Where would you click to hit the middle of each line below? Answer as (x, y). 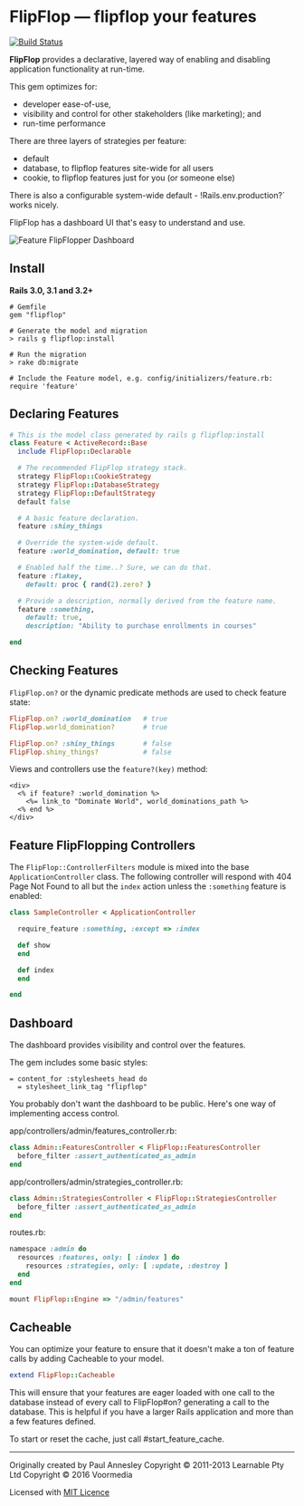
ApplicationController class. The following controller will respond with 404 (151, 877)
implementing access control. (65, 1114)
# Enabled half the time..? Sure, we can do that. (115, 568)
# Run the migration (48, 354)
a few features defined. (53, 1422)
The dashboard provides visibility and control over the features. (128, 1045)
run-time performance (64, 123)
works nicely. (34, 205)
